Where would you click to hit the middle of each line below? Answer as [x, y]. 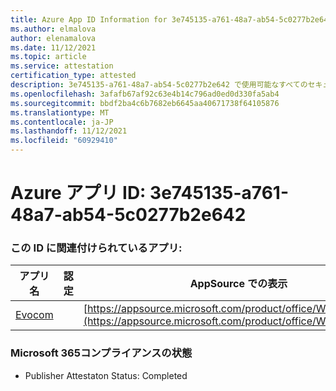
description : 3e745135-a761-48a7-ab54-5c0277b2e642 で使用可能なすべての [159, 85]
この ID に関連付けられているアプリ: [96, 248]
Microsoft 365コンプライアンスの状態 [101, 353]
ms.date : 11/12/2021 [53, 47]
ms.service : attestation [62, 66]
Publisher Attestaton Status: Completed [106, 375]
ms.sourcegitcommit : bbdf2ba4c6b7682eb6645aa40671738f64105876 [145, 103]
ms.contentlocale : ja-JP [62, 122]
